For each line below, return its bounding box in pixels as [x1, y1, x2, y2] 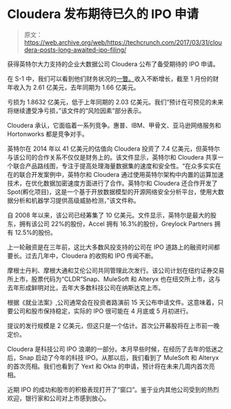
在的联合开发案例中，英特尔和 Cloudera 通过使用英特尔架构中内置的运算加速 [7, 170, 224, 178]
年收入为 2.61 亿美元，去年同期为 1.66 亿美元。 [7, 83, 140, 91]
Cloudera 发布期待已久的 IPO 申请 [7, 6, 199, 22]
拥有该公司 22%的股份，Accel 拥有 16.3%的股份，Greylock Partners [19, 219, 213, 228]
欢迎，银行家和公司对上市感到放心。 [7, 394, 110, 402]
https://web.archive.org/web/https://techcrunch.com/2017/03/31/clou [23, 38, 222, 46]
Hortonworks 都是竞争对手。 [7, 129, 88, 138]
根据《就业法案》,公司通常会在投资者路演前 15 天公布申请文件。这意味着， [7, 298, 218, 306]
